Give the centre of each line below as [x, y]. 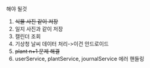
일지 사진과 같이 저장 [39, 29]
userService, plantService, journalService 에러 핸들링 [79, 59]
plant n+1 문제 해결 [37, 51]
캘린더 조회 [28, 36]
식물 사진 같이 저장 [36, 21]
